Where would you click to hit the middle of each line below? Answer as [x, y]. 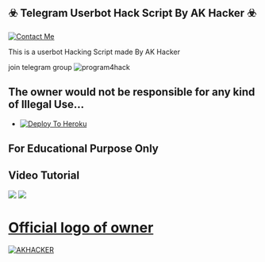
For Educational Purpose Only [83, 149]
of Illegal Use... [46, 104]
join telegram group [40, 67]
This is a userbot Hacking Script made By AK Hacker [94, 52]
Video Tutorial [44, 176]
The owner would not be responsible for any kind [132, 92]
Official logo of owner [81, 228]
